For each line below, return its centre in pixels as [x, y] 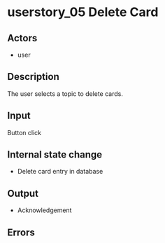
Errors [21, 232]
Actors [22, 38]
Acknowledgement [44, 210]
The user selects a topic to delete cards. [65, 93]
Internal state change [55, 155]
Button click [24, 132]
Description [33, 77]
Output [23, 193]
